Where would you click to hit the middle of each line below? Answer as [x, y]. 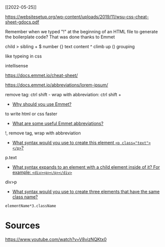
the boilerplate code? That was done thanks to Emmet [60, 37]
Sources [23, 226]
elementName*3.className [31, 206]
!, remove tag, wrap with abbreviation [43, 133]
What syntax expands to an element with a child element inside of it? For [86, 167]
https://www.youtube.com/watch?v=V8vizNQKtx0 [56, 239]
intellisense [17, 66]
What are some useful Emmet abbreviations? [58, 123]
